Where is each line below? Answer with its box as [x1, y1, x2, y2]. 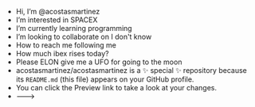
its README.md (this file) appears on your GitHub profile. [15, 75, 194, 84]
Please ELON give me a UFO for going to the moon [15, 57, 182, 67]
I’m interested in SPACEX [15, 15, 98, 25]
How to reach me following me [15, 40, 117, 50]
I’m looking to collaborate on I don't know [15, 32, 152, 41]
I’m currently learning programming [15, 24, 133, 32]
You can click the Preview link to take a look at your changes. [15, 83, 218, 92]
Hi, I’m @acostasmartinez [15, 7, 100, 16]
